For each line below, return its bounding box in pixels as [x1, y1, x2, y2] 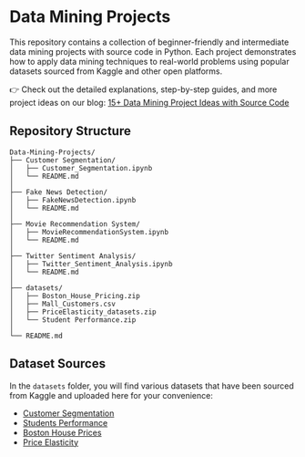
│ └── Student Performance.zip [9, 315, 137, 325]
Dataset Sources [9, 356, 107, 371]
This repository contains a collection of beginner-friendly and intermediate [9, 36, 290, 47]
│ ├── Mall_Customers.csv [9, 299, 117, 308]
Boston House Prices [22, 427, 102, 438]
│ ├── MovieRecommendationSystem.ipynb [9, 227, 169, 236]
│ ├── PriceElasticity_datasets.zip [9, 307, 157, 317]
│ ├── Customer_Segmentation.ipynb [9, 163, 153, 172]
